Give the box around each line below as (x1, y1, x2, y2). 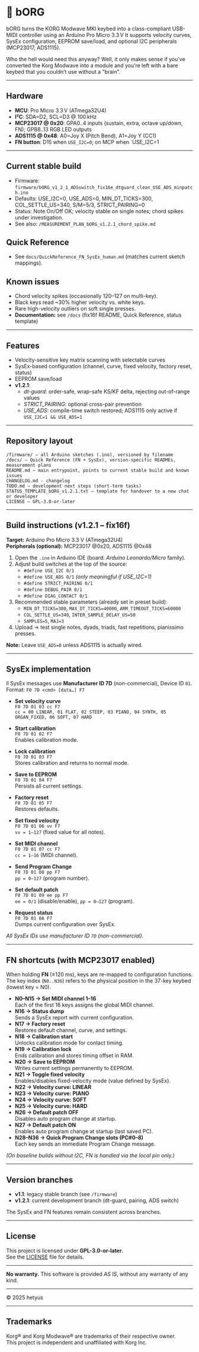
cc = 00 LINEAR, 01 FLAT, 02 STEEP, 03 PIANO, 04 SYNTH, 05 (14, 709, 166, 716)
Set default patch (14, 886, 59, 893)
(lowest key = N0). (6, 984, 52, 991)
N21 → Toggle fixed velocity (14, 1071, 85, 1078)
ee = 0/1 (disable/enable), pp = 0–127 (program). (14, 898, 134, 905)
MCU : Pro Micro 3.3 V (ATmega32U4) (14, 106, 107, 114)
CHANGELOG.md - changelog (6, 478, 70, 484)
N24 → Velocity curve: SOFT (14, 1096, 87, 1103)
